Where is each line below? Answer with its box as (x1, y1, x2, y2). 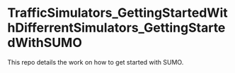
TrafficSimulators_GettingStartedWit (7, 5, 228, 21)
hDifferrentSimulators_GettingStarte (7, 20, 226, 36)
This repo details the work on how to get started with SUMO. (7, 58, 184, 66)
